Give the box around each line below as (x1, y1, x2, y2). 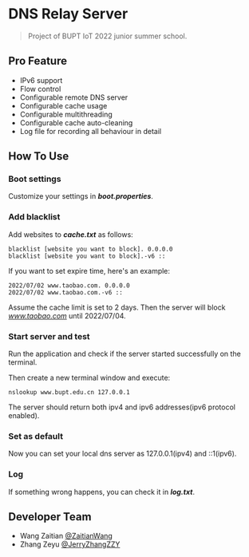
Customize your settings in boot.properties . (8, 192, 154, 201)
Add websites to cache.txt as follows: (8, 229, 133, 239)
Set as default (8, 430, 64, 441)
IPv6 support (19, 75, 63, 85)
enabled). (8, 411, 40, 421)
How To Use (8, 149, 69, 164)
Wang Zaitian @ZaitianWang (19, 531, 113, 541)
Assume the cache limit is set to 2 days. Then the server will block (8, 302, 226, 312)
